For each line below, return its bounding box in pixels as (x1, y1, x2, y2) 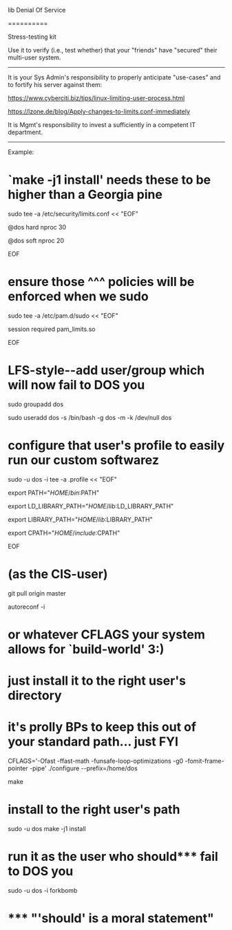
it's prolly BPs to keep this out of (8, 719, 197, 735)
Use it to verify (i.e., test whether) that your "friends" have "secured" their (8, 46, 218, 54)
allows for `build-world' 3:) (8, 641, 165, 657)
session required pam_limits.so (8, 325, 96, 333)
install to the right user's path (8, 801, 180, 817)
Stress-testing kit (8, 32, 57, 41)
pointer (8, 764, 28, 772)
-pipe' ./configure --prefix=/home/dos (29, 764, 138, 772)
